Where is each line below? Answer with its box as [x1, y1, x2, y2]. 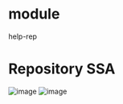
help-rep [8, 31, 38, 41]
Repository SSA [8, 60, 116, 78]
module [8, 5, 60, 23]
